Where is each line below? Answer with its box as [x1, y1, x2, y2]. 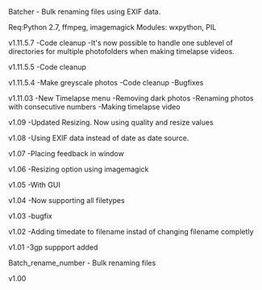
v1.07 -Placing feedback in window [8, 149, 125, 158]
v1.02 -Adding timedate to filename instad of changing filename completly [8, 227, 254, 236]
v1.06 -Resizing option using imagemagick [8, 164, 149, 174]
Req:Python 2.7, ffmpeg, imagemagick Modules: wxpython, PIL [8, 23, 217, 31]
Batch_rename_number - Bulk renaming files [8, 258, 156, 267]
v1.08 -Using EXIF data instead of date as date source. [8, 133, 189, 143]
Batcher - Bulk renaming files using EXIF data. [8, 7, 161, 16]
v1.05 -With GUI [8, 180, 60, 189]
